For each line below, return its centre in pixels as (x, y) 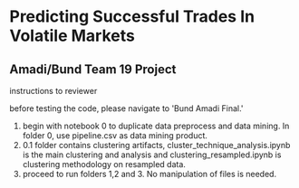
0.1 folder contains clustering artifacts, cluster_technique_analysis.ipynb (156, 145)
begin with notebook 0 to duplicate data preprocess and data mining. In (156, 126)
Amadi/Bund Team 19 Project (93, 69)
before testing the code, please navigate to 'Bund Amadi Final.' (126, 108)
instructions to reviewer (53, 91)
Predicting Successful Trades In (132, 17)
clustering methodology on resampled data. (104, 164)
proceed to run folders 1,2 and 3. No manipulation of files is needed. (149, 174)
